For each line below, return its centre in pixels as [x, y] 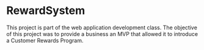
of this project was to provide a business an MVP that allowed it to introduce [102, 34]
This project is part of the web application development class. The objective [102, 27]
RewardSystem [46, 11]
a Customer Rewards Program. [45, 40]
